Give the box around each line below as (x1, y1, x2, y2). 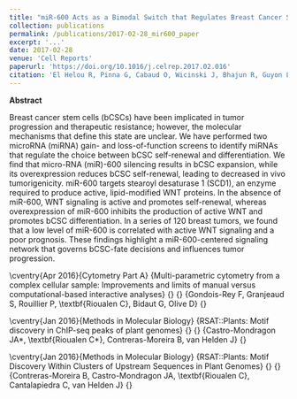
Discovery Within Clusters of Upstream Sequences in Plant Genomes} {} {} (9, 360, 281, 372)
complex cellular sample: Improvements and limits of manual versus (9, 280, 256, 290)
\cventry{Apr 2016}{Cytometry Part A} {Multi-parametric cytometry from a (9, 270, 280, 280)
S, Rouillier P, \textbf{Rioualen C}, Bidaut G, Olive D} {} (9, 298, 208, 309)
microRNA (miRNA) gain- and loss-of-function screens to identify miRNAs (9, 140, 278, 150)
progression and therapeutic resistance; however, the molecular (9, 121, 242, 132)
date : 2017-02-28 (9, 46, 73, 55)
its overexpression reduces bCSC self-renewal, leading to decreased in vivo (9, 168, 286, 179)
